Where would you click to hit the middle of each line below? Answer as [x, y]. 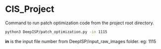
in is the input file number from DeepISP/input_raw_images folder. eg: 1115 [81, 41]
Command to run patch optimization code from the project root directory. [80, 23]
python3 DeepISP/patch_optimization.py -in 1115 [56, 32]
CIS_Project [30, 9]
